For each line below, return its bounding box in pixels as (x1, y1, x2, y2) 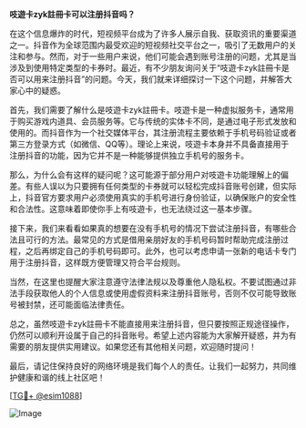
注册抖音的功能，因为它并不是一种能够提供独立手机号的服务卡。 (9, 150, 249, 160)
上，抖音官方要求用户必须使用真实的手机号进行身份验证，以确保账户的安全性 (9, 192, 297, 203)
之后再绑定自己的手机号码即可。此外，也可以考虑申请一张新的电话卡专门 (25, 246, 297, 256)
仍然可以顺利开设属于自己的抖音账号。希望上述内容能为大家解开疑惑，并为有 (9, 330, 297, 341)
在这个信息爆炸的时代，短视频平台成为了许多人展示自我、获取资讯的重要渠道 (9, 28, 297, 39)
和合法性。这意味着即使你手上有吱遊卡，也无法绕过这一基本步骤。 (9, 204, 257, 214)
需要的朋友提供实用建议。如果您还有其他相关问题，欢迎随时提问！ (9, 341, 257, 352)
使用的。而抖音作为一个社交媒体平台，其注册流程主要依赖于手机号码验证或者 (9, 127, 297, 138)
